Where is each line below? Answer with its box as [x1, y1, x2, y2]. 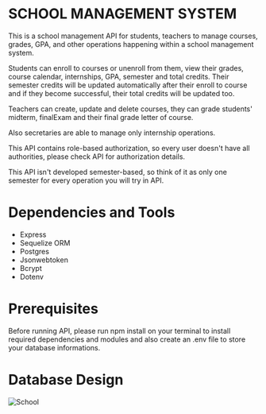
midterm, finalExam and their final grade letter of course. [8, 112, 194, 122]
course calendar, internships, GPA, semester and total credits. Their [8, 72, 229, 81]
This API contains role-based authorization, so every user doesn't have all [8, 143, 250, 153]
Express [19, 230, 47, 239]
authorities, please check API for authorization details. [8, 152, 185, 161]
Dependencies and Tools [8, 203, 175, 222]
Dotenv [19, 272, 44, 281]
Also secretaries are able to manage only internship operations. [8, 128, 216, 137]
